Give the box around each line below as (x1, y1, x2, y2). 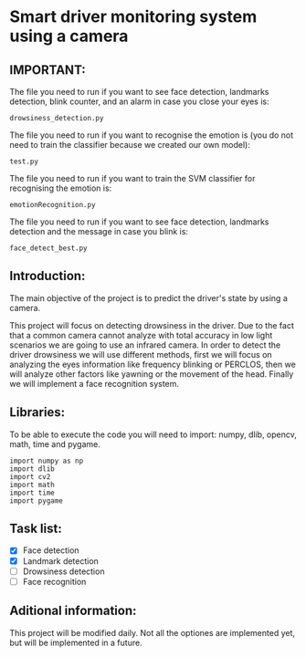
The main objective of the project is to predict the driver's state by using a (9, 292, 288, 303)
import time (9, 488, 55, 497)
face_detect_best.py (9, 244, 89, 253)
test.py (9, 157, 39, 166)
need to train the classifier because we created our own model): (9, 140, 251, 150)
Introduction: (9, 268, 86, 284)
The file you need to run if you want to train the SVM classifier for (9, 173, 256, 183)
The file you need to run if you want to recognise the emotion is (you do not (9, 130, 294, 141)
